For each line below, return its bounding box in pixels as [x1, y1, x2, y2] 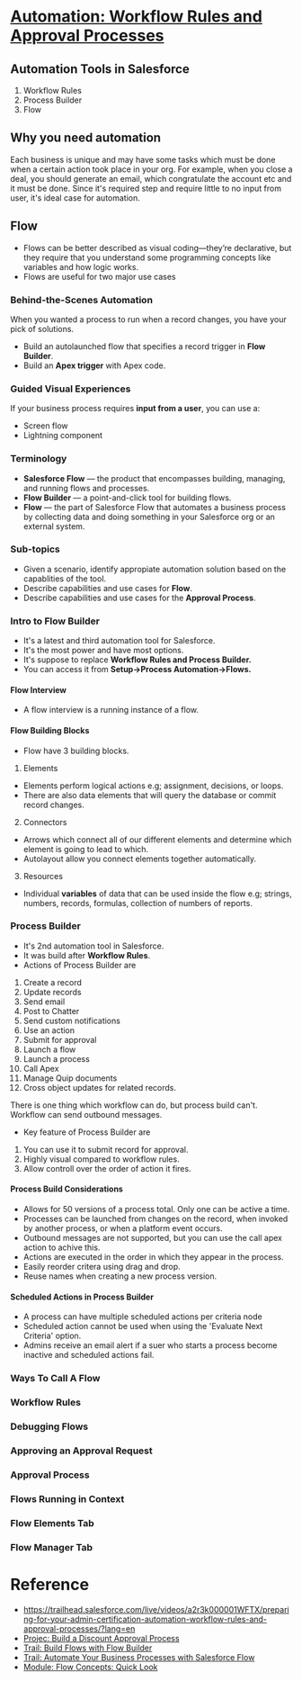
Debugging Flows [10, 1420, 89, 1433]
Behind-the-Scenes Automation [10, 293, 154, 306]
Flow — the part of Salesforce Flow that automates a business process [22, 501, 287, 512]
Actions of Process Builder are [22, 959, 137, 970]
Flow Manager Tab [10, 1541, 93, 1553]
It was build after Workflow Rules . [22, 949, 151, 960]
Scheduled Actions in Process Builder [10, 1291, 154, 1302]
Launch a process [22, 1053, 91, 1064]
